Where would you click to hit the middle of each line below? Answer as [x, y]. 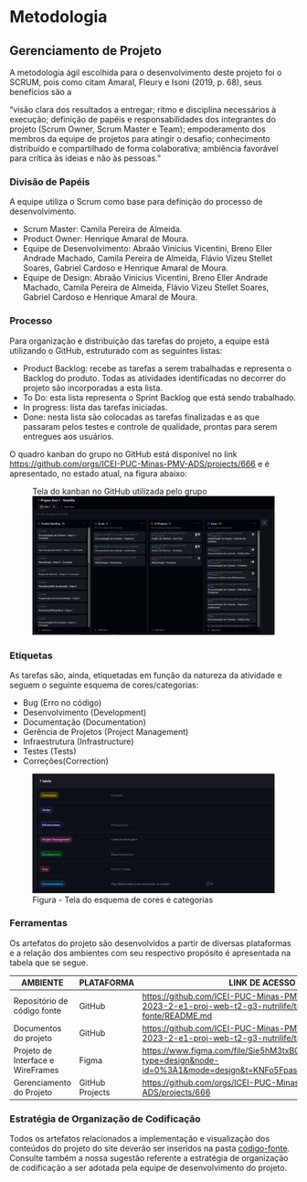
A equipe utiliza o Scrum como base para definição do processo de [136, 202]
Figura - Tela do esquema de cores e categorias [123, 900]
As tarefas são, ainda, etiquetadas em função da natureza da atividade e [146, 675]
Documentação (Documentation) [84, 722]
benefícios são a [41, 92]
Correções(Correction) [66, 761]
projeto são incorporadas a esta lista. [92, 388]
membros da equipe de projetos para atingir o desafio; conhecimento [140, 138]
